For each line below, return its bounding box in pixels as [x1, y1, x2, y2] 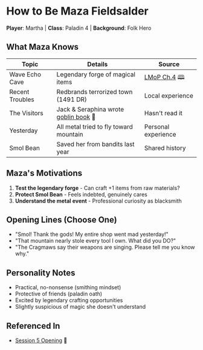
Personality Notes [6, 268, 76, 278]
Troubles [9, 95, 34, 104]
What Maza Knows [6, 42, 79, 52]
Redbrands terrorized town [56, 87, 133, 96]
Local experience [144, 91, 193, 99]
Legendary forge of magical [56, 70, 136, 78]
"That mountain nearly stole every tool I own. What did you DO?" [14, 237, 176, 244]
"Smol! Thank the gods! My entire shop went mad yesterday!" [14, 231, 169, 238]
